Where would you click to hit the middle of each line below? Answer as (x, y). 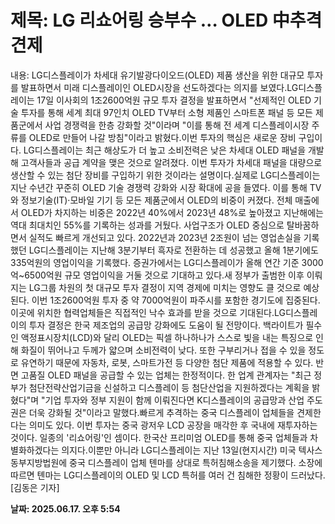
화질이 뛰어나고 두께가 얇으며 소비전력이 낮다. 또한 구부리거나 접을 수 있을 (163, 350)
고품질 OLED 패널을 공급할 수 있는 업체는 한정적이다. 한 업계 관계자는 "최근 (166, 375)
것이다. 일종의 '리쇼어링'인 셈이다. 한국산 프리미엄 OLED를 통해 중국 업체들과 (159, 437)
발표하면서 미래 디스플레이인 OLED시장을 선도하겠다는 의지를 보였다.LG (159, 87)
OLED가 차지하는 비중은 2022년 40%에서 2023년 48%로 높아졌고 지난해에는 (172, 212)
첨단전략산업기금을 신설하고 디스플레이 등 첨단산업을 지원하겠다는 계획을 (169, 387)
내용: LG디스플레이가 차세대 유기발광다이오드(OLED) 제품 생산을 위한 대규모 (157, 75)
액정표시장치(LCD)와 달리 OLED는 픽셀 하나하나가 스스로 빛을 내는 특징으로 (167, 337)
